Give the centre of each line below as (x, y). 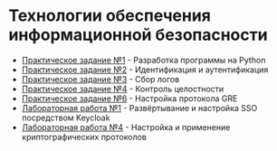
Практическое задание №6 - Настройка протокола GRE (129, 98)
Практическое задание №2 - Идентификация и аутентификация (145, 70)
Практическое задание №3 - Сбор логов (100, 79)
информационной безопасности (138, 35)
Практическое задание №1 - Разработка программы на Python (143, 60)
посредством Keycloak (66, 118)
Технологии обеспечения (110, 16)
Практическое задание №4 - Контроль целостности (123, 89)
